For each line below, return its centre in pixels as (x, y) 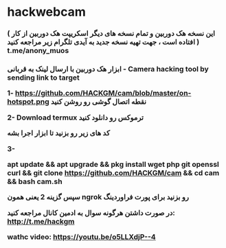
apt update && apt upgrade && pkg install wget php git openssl (113, 164)
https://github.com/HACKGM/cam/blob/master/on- (103, 93)
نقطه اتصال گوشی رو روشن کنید (98, 102)
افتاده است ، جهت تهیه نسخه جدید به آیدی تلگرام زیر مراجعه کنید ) (103, 42)
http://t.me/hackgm (41, 221)
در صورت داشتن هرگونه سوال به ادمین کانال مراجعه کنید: (91, 212)
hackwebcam (46, 12)
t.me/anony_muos (38, 51)
